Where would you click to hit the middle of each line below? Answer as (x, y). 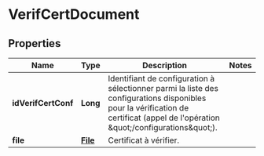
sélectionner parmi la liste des (163, 88)
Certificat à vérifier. (143, 140)
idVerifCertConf (43, 103)
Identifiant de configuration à (161, 78)
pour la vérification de (148, 108)
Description (165, 65)
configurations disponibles (157, 98)
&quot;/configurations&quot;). (163, 127)
